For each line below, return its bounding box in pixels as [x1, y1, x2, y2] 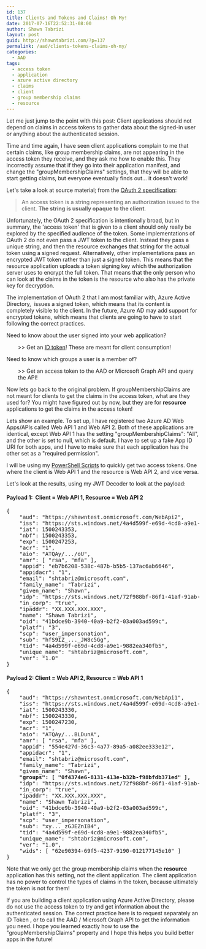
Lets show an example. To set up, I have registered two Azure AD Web [6, 417, 184, 424]
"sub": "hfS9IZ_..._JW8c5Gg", [19, 636, 110, 643]
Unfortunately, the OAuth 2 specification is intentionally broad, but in [6, 216, 180, 224]
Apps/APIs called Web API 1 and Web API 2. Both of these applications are [6, 424, 194, 431]
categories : [6, 49, 37, 55]
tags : [6, 60, 20, 66]
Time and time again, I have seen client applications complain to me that [6, 142, 189, 149]
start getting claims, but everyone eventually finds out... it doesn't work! [6, 174, 188, 181]
